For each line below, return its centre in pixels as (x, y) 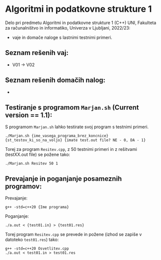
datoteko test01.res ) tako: (32, 240)
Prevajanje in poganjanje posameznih (64, 179)
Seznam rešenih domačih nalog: (55, 80)
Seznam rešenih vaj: (37, 53)
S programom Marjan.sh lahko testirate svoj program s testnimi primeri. (77, 127)
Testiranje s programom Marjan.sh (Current (72, 107)
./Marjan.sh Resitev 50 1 (31, 164)
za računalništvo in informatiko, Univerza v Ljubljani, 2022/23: (68, 28)
